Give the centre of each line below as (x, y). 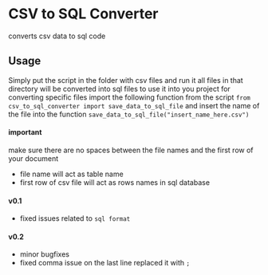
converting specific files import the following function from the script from (130, 97)
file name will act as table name (71, 174)
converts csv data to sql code (57, 36)
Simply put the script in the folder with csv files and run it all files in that (126, 80)
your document (33, 158)
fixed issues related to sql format (75, 218)
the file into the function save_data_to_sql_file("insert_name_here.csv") (129, 114)
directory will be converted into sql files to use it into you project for (120, 88)
